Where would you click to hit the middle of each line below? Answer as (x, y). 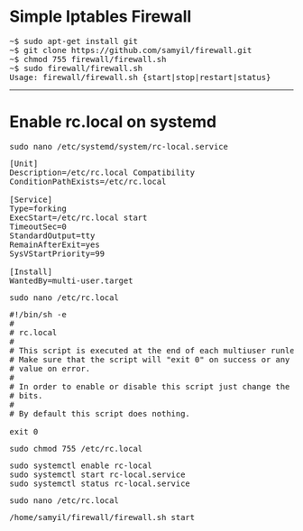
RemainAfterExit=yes (55, 244)
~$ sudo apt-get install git (73, 41)
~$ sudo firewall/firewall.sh (76, 68)
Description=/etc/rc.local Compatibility (102, 172)
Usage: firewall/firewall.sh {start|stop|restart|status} (140, 77)
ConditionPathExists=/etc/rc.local (88, 181)
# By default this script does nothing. (100, 413)
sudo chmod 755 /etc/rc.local (76, 449)
